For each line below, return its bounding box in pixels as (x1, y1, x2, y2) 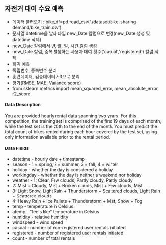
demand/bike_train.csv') (12, 24, 62, 30)
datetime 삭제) (12, 36, 42, 42)
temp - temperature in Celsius (12, 203, 74, 209)
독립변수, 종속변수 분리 (12, 67, 56, 73)
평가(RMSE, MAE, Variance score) (12, 80, 81, 86)
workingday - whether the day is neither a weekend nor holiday (12, 172, 142, 178)
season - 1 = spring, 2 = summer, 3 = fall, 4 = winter (12, 161, 119, 167)
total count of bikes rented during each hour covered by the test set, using (5, 129, 157, 135)
